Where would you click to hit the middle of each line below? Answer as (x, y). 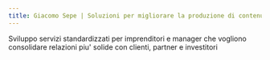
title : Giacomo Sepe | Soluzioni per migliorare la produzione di (122, 16)
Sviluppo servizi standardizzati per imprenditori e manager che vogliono (127, 38)
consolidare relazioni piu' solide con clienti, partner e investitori (113, 47)
